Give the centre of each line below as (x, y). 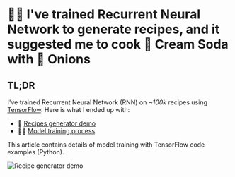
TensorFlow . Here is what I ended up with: (69, 110)
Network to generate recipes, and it (114, 29)
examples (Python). (36, 152)
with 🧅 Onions (49, 60)
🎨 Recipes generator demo (57, 123)
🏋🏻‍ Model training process (56, 131)
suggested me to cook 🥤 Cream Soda (118, 44)
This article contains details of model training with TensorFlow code (106, 145)
